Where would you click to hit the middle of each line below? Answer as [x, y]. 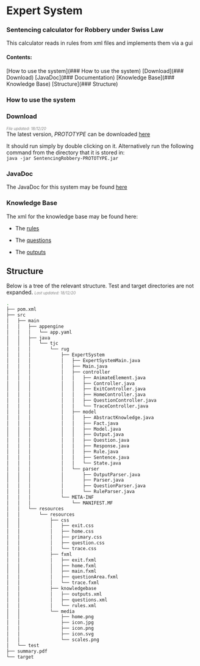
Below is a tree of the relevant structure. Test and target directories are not [100, 286]
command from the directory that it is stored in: [66, 152]
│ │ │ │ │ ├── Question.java [68, 441]
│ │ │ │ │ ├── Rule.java [62, 452]
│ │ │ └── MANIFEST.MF [60, 503]
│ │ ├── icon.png [50, 629]
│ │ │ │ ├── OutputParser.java [73, 475]
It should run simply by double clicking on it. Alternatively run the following [100, 146]
